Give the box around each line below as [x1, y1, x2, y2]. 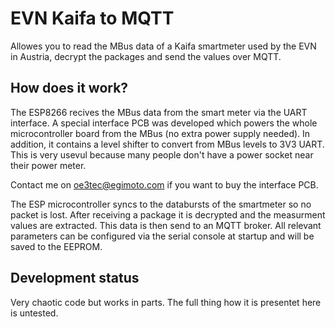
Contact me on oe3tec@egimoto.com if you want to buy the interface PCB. [10, 178, 319, 191]
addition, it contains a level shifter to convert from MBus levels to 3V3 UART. [10, 138, 325, 150]
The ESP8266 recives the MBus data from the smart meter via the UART [10, 106, 308, 118]
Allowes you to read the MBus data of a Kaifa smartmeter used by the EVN [10, 40, 317, 52]
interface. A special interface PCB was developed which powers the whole [10, 117, 318, 129]
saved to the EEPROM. [10, 240, 103, 252]
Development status [10, 270, 140, 287]
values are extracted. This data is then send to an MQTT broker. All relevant [10, 219, 322, 231]
